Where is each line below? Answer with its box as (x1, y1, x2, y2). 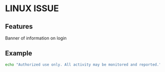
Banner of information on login (5, 35, 67, 41)
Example (5, 49, 32, 57)
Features (5, 22, 33, 31)
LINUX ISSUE (5, 3, 59, 14)
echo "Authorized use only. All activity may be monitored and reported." (5, 62, 162, 67)
